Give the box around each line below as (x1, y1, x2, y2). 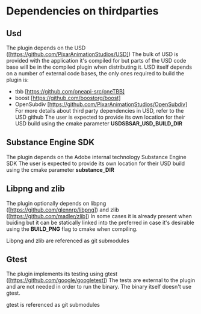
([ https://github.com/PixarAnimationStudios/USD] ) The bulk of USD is (6, 51, 179, 58)
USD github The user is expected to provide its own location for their (14, 113, 185, 121)
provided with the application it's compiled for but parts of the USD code (6, 57, 187, 64)
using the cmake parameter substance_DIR (6, 166, 114, 173)
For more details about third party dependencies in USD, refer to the (14, 107, 184, 114)
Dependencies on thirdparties (6, 4, 159, 18)
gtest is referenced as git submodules (6, 301, 100, 309)
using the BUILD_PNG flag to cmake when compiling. (6, 225, 138, 233)
